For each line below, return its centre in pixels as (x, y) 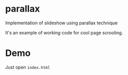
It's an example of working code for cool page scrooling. (64, 32)
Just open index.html (28, 67)
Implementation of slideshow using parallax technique (61, 23)
